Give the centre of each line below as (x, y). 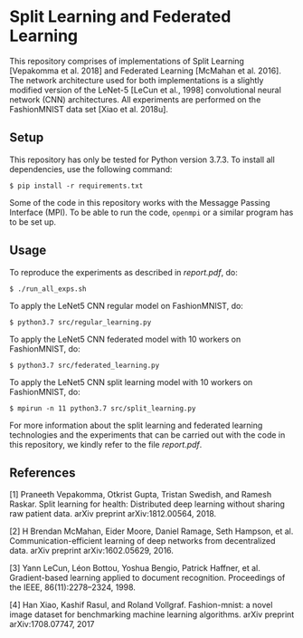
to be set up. (33, 222)
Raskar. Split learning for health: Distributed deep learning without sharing (147, 504)
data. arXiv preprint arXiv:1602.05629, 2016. (92, 551)
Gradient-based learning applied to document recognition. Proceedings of (147, 578)
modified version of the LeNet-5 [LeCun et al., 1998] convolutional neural (146, 90)
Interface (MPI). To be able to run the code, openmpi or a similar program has (151, 212)
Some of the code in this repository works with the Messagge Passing (140, 202)
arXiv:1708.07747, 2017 (52, 624)
